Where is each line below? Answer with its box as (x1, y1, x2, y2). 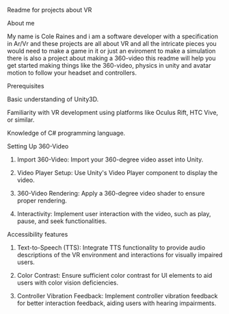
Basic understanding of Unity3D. (7, 95, 99, 103)
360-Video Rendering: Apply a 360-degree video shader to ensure (16, 189, 205, 197)
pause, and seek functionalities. (16, 217, 107, 225)
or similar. (7, 116, 35, 124)
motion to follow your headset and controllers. (7, 68, 137, 77)
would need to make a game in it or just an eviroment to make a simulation (7, 47, 216, 55)
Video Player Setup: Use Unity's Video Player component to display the (16, 169, 218, 176)
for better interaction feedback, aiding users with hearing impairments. (16, 299, 217, 307)
